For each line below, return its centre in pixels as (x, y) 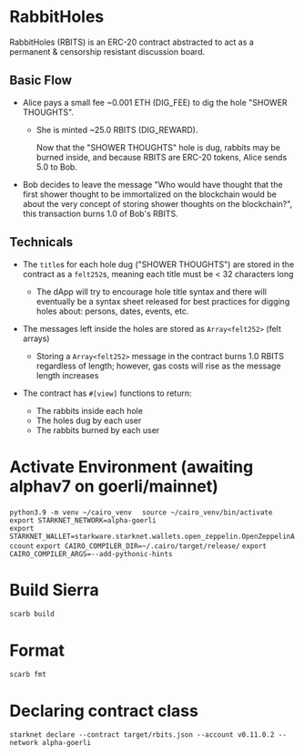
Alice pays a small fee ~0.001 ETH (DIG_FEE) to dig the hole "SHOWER (155, 102)
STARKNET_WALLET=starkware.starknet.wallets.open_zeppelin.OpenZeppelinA (152, 536)
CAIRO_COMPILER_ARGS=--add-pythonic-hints (91, 554)
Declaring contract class (104, 711)
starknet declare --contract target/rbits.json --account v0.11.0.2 (142, 735)
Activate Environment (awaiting (132, 466)
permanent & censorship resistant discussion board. (107, 51)
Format (37, 650)
